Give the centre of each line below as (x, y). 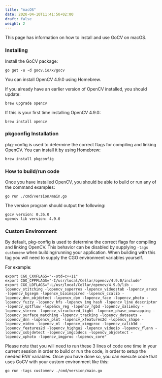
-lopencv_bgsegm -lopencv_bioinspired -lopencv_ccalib (63, 294)
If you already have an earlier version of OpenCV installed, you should (76, 89)
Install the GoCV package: (32, 61)
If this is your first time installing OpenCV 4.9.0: (53, 112)
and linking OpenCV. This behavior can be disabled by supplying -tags (77, 247)
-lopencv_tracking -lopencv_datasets (99, 315)
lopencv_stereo (21, 311)
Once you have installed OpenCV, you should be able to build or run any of (81, 182)
